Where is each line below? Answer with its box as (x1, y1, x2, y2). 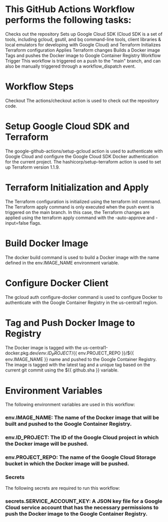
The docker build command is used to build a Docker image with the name (5, 254, 159, 260)
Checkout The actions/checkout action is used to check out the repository (5, 97, 159, 103)
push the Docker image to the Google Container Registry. (5, 510, 148, 517)
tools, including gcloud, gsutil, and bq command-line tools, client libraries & (5, 36, 161, 42)
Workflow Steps (5, 81, 74, 92)
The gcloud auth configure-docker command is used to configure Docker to (5, 294, 162, 300)
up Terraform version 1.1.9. (5, 164, 60, 170)
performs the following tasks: (5, 14, 132, 26)
